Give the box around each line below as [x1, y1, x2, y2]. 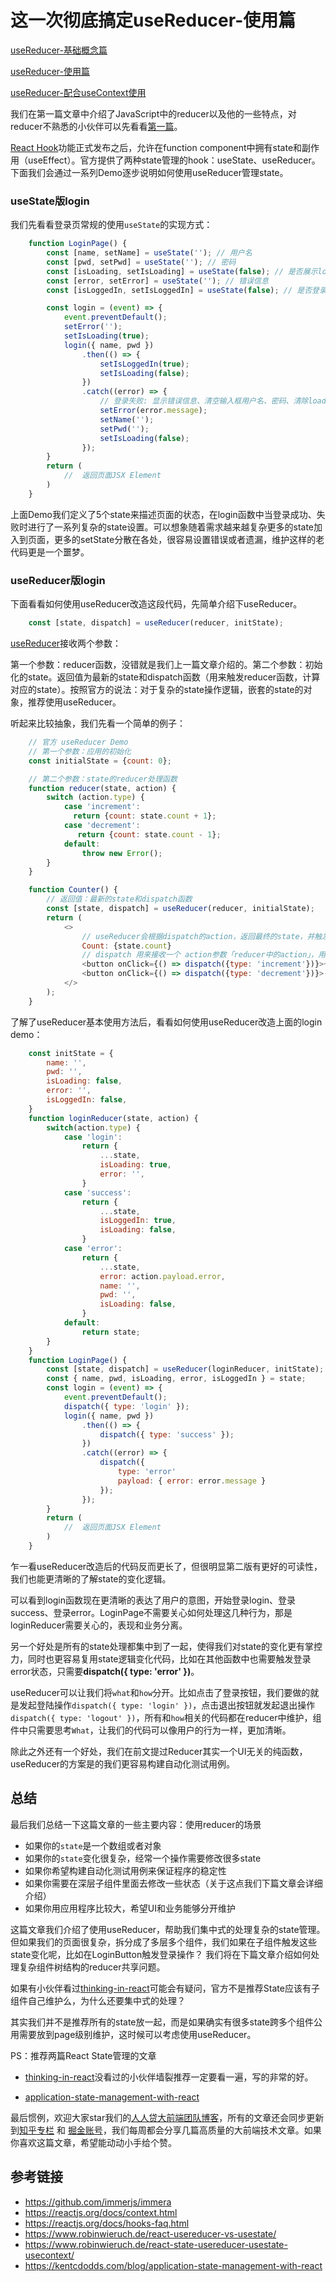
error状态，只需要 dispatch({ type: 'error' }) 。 [10, 1665, 200, 1677]
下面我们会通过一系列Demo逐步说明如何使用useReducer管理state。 [10, 166, 289, 178]
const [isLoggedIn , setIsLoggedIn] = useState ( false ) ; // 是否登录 [46, 285, 327, 295]
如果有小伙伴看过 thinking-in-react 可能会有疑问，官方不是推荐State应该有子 [10, 1982, 320, 1994]
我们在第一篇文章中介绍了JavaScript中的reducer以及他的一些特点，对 [10, 107, 297, 120]
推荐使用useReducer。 [27, 696, 122, 708]
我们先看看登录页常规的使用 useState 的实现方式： [10, 219, 213, 231]
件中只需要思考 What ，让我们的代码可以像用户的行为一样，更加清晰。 [10, 1724, 292, 1736]
